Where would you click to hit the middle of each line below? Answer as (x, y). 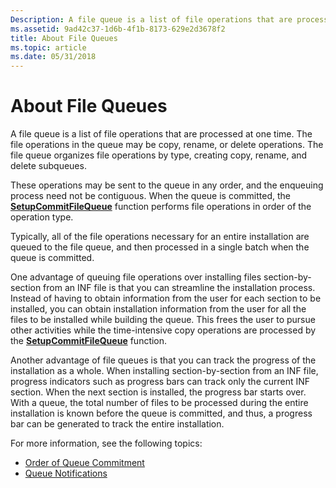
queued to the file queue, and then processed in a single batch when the (160, 247)
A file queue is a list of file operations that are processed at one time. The (161, 134)
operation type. (42, 217)
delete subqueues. (48, 166)
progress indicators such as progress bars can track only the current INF (160, 382)
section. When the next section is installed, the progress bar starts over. (158, 392)
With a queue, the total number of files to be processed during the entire (159, 403)
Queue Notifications (66, 473)
